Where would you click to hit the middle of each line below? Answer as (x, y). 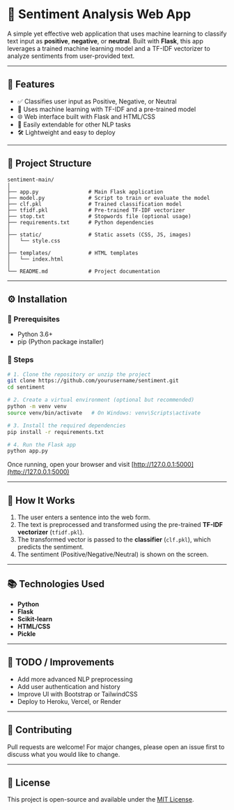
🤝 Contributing (40, 730)
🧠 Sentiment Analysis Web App (99, 14)
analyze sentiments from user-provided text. (71, 56)
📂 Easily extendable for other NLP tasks (74, 124)
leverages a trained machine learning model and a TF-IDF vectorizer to (109, 48)
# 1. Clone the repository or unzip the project (79, 374)
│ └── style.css (34, 240)
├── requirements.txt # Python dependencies (81, 222)
